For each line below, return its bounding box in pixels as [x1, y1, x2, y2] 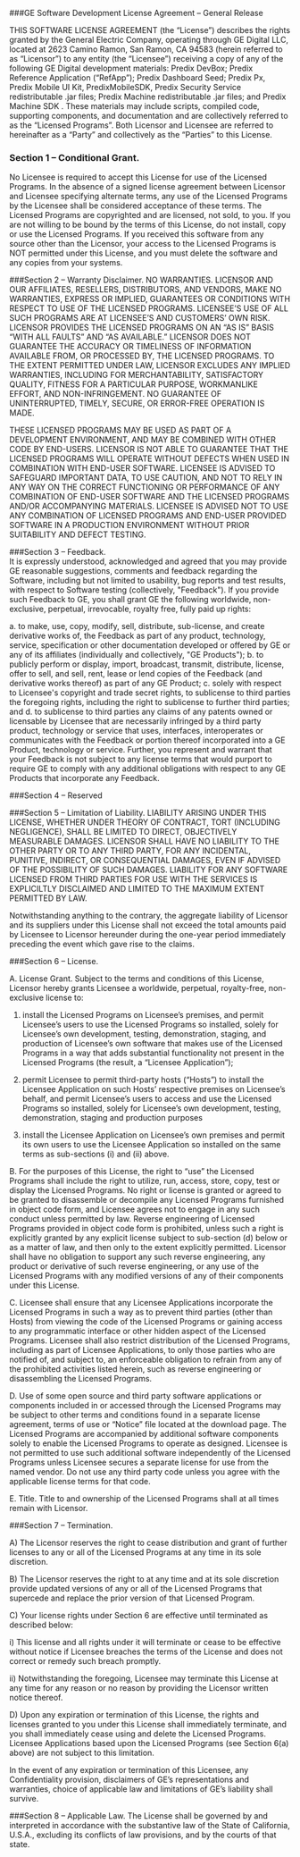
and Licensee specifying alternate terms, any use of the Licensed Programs [9, 191, 288, 202]
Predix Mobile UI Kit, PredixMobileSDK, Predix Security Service [9, 82, 242, 92]
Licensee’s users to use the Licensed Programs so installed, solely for [21, 1019, 279, 1030]
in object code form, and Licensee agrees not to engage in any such [9, 1204, 261, 1214]
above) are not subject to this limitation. [9, 1747, 154, 1759]
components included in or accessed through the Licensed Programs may [9, 1400, 281, 1411]
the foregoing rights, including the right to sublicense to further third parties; [9, 697, 290, 708]
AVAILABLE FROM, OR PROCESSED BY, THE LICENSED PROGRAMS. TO [9, 350, 275, 361]
